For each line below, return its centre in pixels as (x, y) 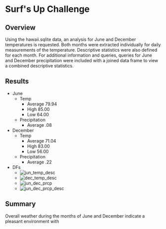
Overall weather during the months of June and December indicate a (75, 216)
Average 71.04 (41, 141)
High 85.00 (38, 109)
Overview (21, 28)
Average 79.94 (42, 104)
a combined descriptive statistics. (40, 66)
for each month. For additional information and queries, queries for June (79, 55)
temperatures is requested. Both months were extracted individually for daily (83, 45)
